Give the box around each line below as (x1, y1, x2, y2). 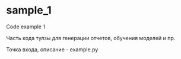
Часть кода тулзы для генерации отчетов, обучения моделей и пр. (6, 34, 176, 41)
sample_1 (6, 4, 52, 17)
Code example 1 (6, 23, 46, 30)
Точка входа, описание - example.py (6, 45, 99, 53)
